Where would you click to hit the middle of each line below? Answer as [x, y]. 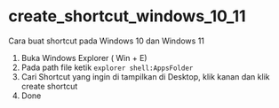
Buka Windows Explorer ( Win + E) [84, 58]
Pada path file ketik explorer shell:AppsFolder [107, 67]
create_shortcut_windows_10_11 [127, 16]
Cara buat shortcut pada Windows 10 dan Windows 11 [107, 41]
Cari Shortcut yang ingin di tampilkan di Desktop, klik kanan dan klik [145, 76]
